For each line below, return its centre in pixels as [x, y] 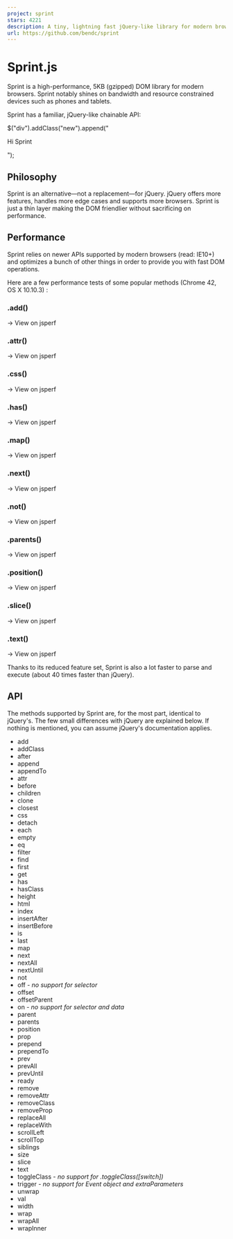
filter [24, 852]
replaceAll [32, 1118]
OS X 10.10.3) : [28, 289]
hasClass [30, 888]
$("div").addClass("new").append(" [58, 128]
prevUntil [30, 1073]
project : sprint [31, 14]
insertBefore [35, 926]
